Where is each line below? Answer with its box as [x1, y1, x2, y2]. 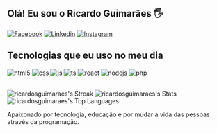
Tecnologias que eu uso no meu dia [7, 50, 163, 62]
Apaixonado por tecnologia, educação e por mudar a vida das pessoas [7, 110, 210, 118]
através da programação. [7, 118, 80, 126]
